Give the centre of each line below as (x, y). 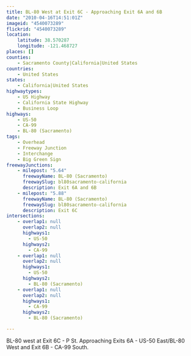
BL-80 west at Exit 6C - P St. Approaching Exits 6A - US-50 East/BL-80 (95, 340)
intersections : (26, 216)
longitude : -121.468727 (48, 46)
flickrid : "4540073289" (37, 29)
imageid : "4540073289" (35, 23)
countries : (20, 69)
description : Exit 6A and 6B (59, 188)
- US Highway (34, 97)
